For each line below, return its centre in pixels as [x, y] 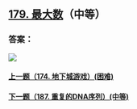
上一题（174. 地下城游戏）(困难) [61, 77]
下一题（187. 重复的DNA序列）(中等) [68, 96]
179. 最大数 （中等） [57, 15]
